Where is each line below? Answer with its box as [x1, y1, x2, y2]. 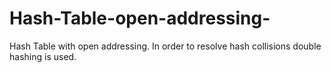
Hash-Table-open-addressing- [9, 7, 271, 30]
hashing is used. [9, 50, 77, 62]
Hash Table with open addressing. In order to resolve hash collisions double [9, 40, 322, 52]
